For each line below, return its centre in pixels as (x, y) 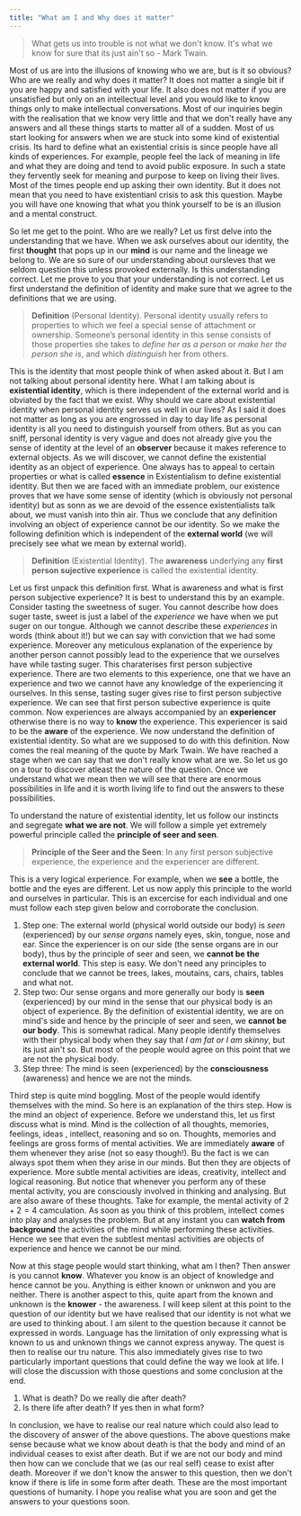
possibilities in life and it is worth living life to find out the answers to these (147, 788)
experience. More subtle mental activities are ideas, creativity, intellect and (148, 1171)
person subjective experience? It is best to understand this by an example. (147, 597)
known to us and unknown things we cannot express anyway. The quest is (147, 1342)
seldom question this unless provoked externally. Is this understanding (140, 269)
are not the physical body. (71, 1059)
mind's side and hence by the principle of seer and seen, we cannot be (155, 1020)
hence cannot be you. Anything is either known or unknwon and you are (143, 1285)
